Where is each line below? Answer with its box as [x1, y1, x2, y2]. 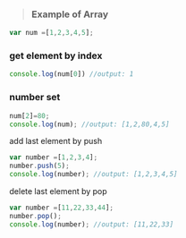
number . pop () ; [9, 211, 63, 220]
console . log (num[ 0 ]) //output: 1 [9, 70, 134, 79]
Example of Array [30, 8, 109, 21]
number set [9, 91, 61, 104]
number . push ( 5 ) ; [9, 161, 70, 171]
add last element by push [9, 136, 103, 147]
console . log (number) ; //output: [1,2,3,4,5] [9, 170, 178, 179]
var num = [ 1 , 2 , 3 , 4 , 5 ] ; [9, 29, 94, 38]
